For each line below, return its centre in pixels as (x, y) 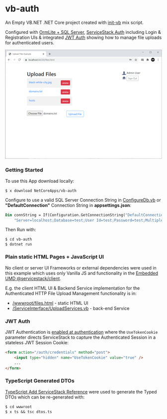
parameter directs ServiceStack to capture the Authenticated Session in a (81, 337)
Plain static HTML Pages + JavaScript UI (55, 257)
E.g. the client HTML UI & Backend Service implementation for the (73, 288)
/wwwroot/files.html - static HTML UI (50, 303)
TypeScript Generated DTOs (40, 381)
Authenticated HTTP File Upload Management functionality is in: (71, 293)
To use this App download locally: (40, 181)
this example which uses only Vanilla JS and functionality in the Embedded (82, 273)
